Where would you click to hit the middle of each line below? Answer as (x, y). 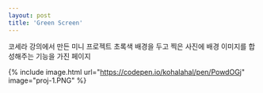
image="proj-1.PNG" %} (48, 80)
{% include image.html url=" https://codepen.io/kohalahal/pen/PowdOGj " (127, 72)
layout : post (30, 15)
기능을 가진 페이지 (63, 56)
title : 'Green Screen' (46, 23)
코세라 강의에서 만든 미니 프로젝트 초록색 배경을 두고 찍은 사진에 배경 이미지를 (128, 46)
